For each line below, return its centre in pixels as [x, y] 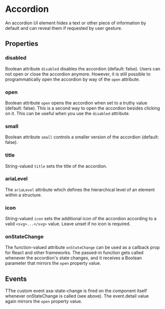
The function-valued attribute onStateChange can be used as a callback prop [82, 247]
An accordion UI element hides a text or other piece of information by [76, 23]
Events [16, 279]
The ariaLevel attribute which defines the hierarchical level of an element [80, 189]
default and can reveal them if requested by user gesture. [64, 28]
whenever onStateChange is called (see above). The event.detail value [77, 296]
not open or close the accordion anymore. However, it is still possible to [78, 74]
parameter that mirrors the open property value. [53, 263]
